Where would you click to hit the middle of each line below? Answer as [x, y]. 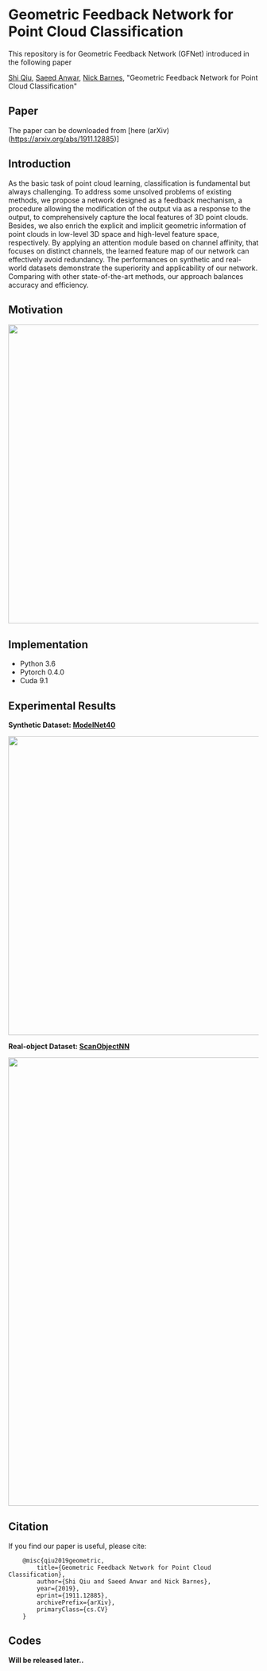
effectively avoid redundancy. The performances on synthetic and [116, 259]
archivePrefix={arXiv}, [76, 1602]
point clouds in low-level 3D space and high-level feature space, [114, 234]
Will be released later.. [46, 1660]
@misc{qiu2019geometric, [64, 1560]
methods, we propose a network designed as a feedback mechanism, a [125, 200]
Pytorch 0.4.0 [42, 672]
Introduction [40, 164]
